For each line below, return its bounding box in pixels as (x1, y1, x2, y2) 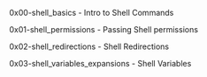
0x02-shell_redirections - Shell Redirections (9, 41, 170, 52)
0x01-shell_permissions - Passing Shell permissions (9, 24, 199, 34)
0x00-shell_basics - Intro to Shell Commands (9, 8, 174, 17)
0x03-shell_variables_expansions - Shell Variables (9, 59, 192, 68)
